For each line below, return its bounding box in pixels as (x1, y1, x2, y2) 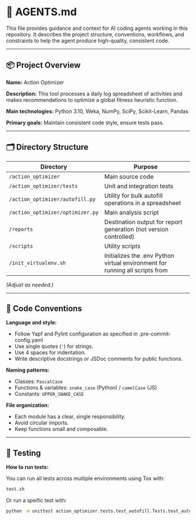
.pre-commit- (139, 330, 171, 337)
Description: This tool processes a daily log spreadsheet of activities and (6, 90, 183, 97)
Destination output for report (104, 218, 183, 226)
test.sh (6, 486, 25, 492)
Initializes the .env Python (104, 251, 175, 259)
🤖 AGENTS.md (6, 5, 77, 19)
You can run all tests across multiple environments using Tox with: (6, 475, 165, 482)
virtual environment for (104, 259, 167, 267)
